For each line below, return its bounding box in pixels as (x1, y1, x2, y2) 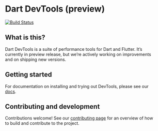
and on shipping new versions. (5, 57, 66, 62)
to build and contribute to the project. (5, 120, 79, 126)
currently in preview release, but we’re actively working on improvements (5, 51, 151, 57)
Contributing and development (5, 102, 100, 111)
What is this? (5, 33, 46, 42)
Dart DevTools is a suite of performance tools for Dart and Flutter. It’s (5, 46, 142, 52)
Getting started (5, 71, 52, 79)
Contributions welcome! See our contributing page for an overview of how (5, 115, 154, 121)
